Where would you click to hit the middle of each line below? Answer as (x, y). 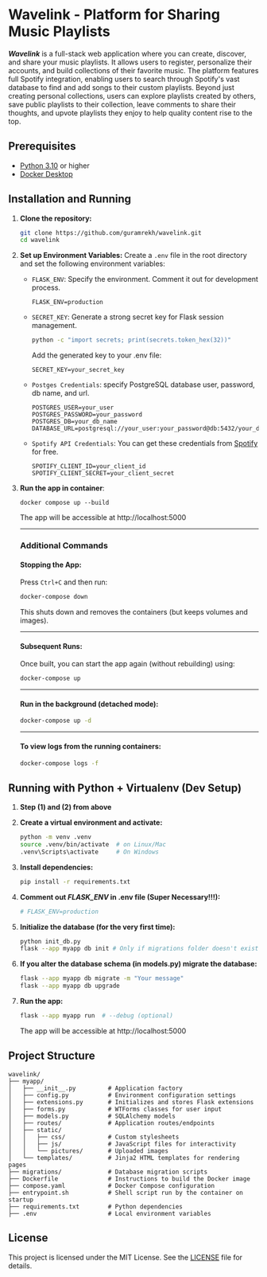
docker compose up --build (64, 503)
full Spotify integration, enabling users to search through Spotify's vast (124, 79)
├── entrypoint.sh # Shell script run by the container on (126, 1193)
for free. (45, 452)
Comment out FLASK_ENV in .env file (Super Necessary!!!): (120, 896)
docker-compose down (54, 597)
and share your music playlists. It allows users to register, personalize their (130, 62)
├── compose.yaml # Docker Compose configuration (112, 1185)
